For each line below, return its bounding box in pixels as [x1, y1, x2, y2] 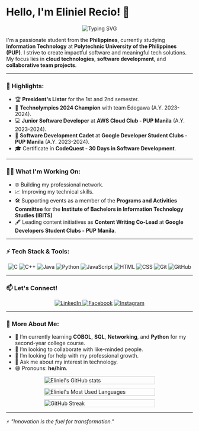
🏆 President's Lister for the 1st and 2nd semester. [14, 96, 139, 103]
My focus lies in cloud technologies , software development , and [6, 55, 166, 62]
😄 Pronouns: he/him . [14, 365, 68, 372]
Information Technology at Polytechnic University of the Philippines [6, 43, 177, 50]
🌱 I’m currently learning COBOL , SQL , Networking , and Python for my [14, 333, 187, 340]
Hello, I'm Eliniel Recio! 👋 [6, 5, 130, 19]
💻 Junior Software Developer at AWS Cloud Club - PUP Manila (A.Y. [14, 117, 185, 124]
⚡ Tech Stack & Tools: [6, 247, 70, 256]
